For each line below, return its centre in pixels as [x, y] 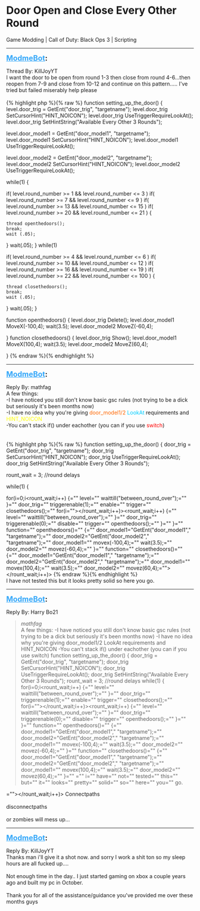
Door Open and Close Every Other [91, 10]
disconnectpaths [27, 806]
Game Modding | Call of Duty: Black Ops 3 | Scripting [71, 39]
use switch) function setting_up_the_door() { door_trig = [89, 655]
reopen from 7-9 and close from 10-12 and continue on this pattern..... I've [97, 84]
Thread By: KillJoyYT [32, 71]
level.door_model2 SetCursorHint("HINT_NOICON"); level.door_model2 [93, 164]
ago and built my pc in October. [45, 882]
